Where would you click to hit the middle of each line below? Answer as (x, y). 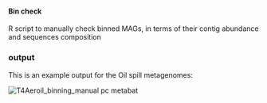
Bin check (25, 11)
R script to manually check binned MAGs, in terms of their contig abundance (133, 29)
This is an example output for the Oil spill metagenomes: (101, 74)
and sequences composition (55, 37)
